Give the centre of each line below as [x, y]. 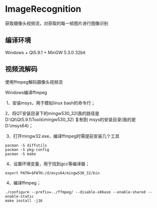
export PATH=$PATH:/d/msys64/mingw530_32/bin [52, 173]
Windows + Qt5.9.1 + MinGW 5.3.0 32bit [45, 52]
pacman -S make [21, 154]
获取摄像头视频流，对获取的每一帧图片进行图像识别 [57, 23]
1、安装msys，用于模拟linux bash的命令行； [51, 103]
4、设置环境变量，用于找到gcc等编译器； [48, 164]
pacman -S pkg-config [27, 149]
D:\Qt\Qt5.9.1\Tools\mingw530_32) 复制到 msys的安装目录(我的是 [70, 119]
